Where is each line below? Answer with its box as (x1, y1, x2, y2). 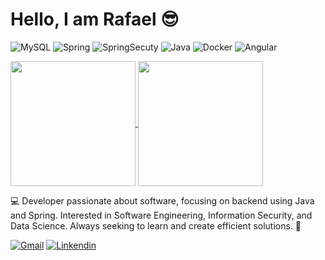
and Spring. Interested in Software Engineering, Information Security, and (10, 209, 313, 221)
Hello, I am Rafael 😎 (10, 8, 180, 31)
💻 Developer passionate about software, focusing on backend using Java (10, 194, 315, 207)
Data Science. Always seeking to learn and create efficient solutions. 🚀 (10, 219, 302, 232)
